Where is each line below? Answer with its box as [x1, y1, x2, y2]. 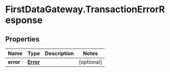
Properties [5, 35, 40, 43]
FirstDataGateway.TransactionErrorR [5, 4, 165, 15]
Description [45, 50, 74, 57]
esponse [5, 14, 43, 26]
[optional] [78, 59, 102, 65]
